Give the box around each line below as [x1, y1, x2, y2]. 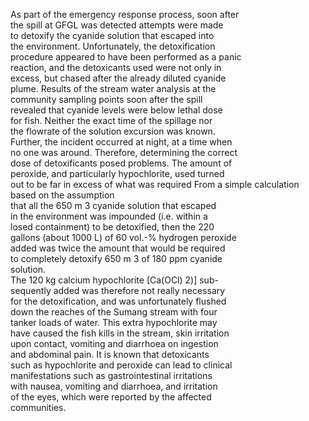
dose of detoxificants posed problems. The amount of [10, 157, 233, 169]
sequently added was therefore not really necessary [10, 285, 226, 296]
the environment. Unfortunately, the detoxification [10, 40, 216, 52]
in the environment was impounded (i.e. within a [10, 210, 208, 222]
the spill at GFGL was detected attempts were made [10, 19, 224, 31]
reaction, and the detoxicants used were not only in [10, 62, 222, 73]
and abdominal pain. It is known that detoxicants [10, 349, 210, 360]
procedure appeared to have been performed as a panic [10, 51, 242, 63]
